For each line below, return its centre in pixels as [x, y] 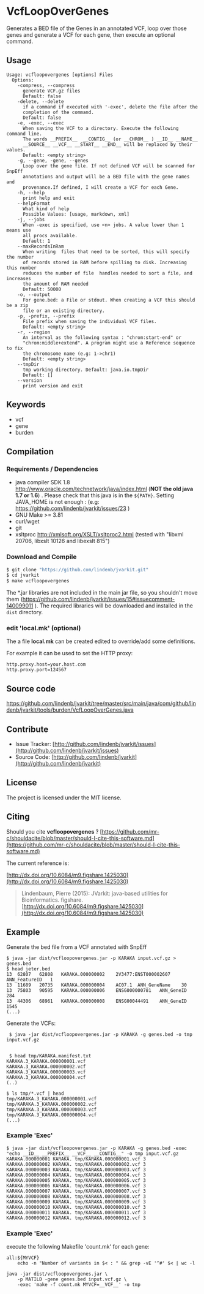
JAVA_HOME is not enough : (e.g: [57, 502]
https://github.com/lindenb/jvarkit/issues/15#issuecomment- [99, 599]
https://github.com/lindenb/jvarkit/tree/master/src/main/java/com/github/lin [101, 704]
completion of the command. [58, 112]
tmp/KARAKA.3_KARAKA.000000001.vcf [52, 1098]
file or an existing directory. [64, 311]
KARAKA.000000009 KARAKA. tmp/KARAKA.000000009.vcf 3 [76, 1202]
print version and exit [53, 386]
